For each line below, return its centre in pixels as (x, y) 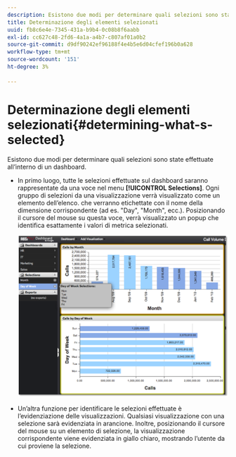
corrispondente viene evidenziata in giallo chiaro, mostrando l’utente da (121, 438)
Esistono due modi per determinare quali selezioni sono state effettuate (111, 159)
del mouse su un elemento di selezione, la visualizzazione (101, 431)
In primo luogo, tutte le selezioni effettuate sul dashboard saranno (113, 180)
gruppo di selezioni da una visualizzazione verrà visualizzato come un (119, 195)
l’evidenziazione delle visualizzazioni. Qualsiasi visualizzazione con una (121, 416)
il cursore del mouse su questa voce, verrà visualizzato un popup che (118, 217)
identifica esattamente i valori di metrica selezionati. (93, 225)
